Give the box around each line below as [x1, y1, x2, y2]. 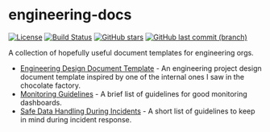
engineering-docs [8, 6, 132, 24]
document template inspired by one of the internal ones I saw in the [19, 72, 244, 81]
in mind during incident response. [19, 114, 132, 124]
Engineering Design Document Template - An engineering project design [19, 63, 262, 73]
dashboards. [19, 97, 62, 107]
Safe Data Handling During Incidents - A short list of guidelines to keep [19, 106, 255, 116]
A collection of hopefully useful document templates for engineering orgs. [8, 47, 254, 57]
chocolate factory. [19, 80, 81, 90]
